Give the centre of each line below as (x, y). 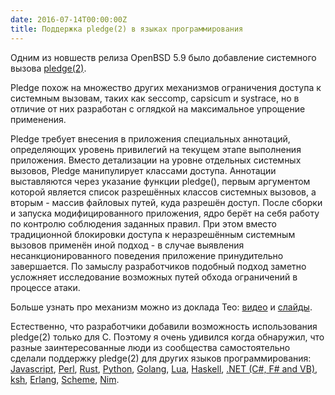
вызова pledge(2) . (48, 68)
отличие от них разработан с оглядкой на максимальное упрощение (158, 108)
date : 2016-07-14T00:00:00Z (69, 19)
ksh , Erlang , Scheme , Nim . (65, 379)
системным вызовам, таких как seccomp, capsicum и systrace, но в (155, 98)
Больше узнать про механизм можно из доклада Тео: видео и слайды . (161, 307)
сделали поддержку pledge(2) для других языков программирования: (161, 358)
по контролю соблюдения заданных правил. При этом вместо (144, 223)
